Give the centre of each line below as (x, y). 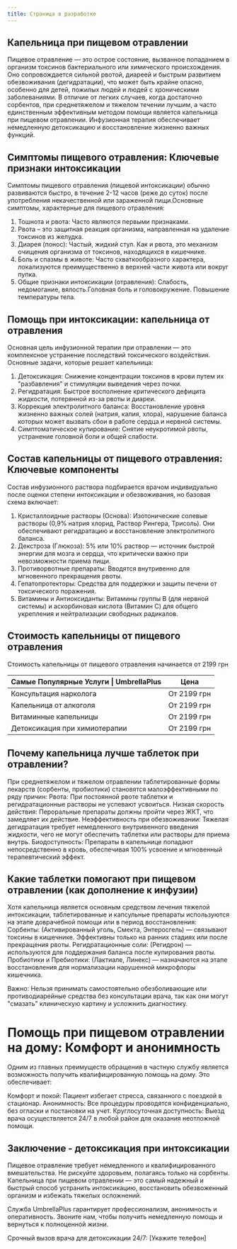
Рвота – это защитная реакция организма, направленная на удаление (123, 229)
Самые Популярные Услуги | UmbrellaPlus (86, 681)
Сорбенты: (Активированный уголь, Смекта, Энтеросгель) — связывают (117, 930)
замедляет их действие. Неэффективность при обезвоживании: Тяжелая (118, 819)
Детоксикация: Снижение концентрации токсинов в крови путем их (121, 376)
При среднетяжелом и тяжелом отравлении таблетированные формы (114, 781)
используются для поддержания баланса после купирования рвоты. (111, 952)
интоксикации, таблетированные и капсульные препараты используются (118, 914)
